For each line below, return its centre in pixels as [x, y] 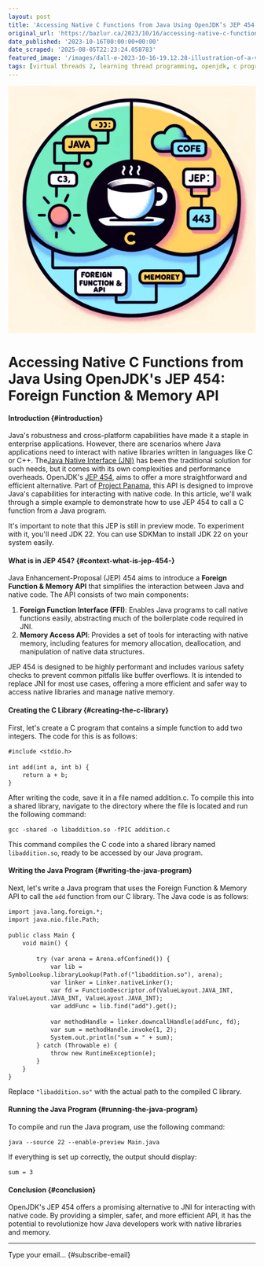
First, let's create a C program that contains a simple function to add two [125, 727]
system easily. [31, 543]
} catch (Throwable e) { [77, 1045]
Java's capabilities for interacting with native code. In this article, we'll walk [130, 494]
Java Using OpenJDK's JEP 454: [117, 379]
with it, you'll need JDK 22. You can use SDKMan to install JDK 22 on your [128, 534]
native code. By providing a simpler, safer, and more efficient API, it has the [130, 1216]
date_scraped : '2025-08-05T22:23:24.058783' [82, 50]
